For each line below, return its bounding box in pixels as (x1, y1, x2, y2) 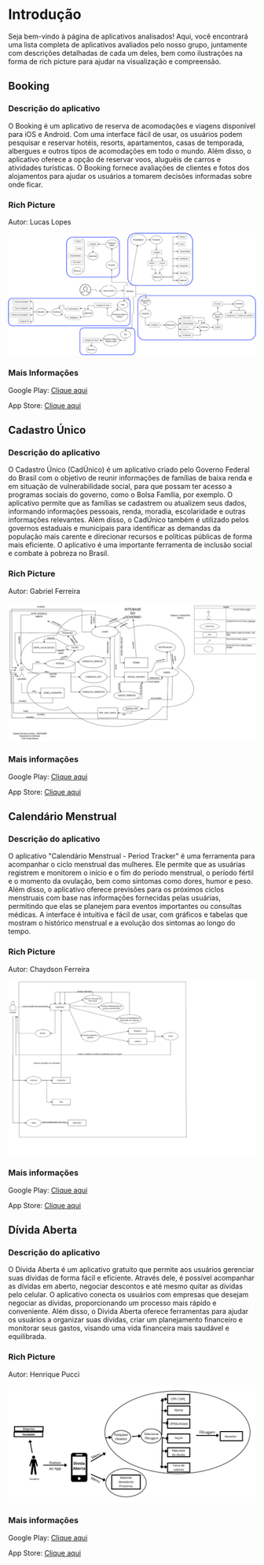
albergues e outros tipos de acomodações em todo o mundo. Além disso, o (8, 146, 251, 155)
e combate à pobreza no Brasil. (8, 549, 109, 558)
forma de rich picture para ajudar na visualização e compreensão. (8, 57, 222, 66)
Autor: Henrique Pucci (8, 1369, 80, 1379)
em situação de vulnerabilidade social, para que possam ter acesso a (8, 482, 233, 491)
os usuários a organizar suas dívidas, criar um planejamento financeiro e (8, 1315, 244, 1325)
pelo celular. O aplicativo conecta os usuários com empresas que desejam (8, 1290, 249, 1300)
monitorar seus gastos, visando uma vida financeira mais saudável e (8, 1323, 229, 1333)
